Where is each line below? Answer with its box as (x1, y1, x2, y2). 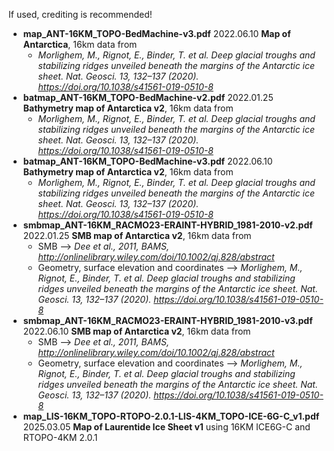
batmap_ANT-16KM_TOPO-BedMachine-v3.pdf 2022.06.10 (22, 155, 273, 167)
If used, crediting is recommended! (8, 9, 153, 20)
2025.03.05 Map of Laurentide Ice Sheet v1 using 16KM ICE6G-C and (22, 421, 311, 433)
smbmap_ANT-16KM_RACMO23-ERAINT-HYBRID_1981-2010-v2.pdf (22, 219, 313, 231)
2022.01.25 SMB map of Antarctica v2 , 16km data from (22, 230, 252, 241)
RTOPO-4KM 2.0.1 (22, 432, 98, 443)
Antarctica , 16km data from (22, 39, 138, 50)
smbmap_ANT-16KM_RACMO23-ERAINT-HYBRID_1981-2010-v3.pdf (22, 315, 313, 326)
